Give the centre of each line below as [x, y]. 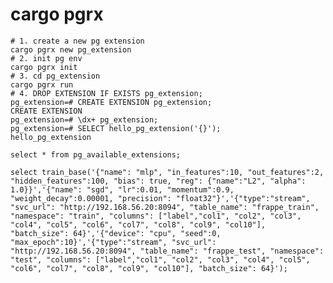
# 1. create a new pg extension [77, 41]
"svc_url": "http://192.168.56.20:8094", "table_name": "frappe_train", [165, 207]
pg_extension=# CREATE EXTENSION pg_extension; [111, 102]
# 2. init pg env [46, 58]
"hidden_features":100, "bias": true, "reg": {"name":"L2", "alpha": [158, 181]
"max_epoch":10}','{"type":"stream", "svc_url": [113, 242]
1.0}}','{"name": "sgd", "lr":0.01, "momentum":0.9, [122, 189]
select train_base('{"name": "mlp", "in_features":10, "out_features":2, [167, 172]
